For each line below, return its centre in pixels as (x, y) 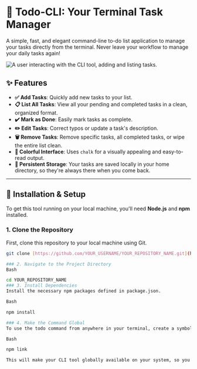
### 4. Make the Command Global (45, 323)
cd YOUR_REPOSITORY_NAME (36, 280)
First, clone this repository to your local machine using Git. (77, 243)
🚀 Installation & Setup (46, 194)
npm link (17, 350)
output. (36, 157)
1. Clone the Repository (40, 230)
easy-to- (173, 152)
